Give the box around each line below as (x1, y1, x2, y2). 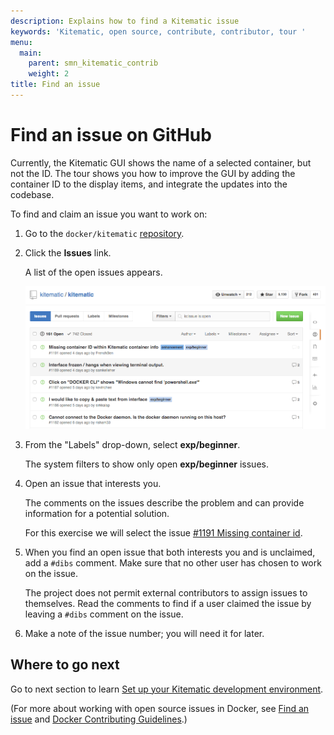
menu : (10, 37, 33, 47)
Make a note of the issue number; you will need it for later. (24, 627, 265, 639)
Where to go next (10, 656, 120, 674)
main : (19, 48, 43, 58)
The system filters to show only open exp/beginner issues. (24, 458, 269, 470)
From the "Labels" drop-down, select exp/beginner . (24, 438, 241, 450)
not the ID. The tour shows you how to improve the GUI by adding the (10, 167, 296, 179)
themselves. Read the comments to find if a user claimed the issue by (24, 597, 312, 609)
